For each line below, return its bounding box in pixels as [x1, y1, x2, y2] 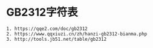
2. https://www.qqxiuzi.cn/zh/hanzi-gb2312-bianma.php [6, 31, 148, 37]
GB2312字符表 [6, 5, 78, 19]
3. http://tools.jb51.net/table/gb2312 [6, 36, 107, 42]
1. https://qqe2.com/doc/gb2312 [6, 25, 88, 32]
